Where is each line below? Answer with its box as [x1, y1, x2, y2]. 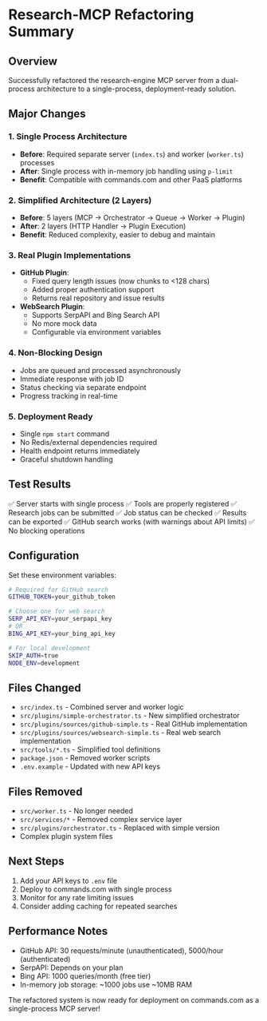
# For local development [8, 644, 91, 652]
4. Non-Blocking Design [8, 348, 103, 359]
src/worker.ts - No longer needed [19, 806, 133, 816]
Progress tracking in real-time [19, 391, 118, 400]
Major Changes [8, 107, 86, 121]
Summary [8, 22, 74, 41]
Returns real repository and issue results [31, 293, 165, 303]
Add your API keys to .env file [19, 876, 118, 885]
